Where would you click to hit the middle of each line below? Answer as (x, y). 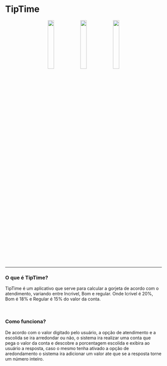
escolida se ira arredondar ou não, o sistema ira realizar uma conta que (78, 338)
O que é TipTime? (27, 277)
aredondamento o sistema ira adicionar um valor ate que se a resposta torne (83, 354)
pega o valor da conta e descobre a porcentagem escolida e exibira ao (78, 343)
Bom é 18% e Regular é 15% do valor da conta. (53, 299)
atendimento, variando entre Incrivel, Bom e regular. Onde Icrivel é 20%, (79, 294)
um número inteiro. (24, 359)
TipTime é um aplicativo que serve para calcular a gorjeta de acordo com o (82, 288)
